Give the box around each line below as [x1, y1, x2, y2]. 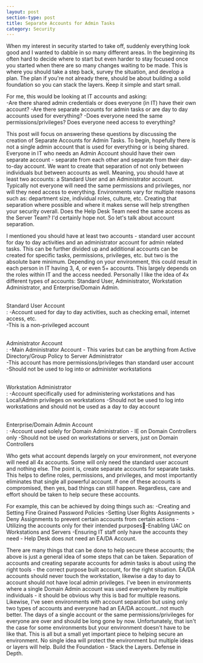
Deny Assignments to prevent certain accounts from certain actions [6, 516, 175, 523]
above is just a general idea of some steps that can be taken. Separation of [6, 553, 193, 560]
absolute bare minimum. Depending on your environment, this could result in [6, 258, 198, 266]
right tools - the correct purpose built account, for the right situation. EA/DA [6, 566, 195, 573]
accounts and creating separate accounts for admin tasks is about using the [6, 559, 196, 567]
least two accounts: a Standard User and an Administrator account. [6, 175, 174, 183]
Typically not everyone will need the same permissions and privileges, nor [6, 182, 191, 189]
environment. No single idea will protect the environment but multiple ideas [6, 637, 194, 644]
